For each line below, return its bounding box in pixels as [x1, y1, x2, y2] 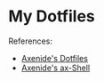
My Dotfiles [8, 6, 95, 27]
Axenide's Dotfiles [20, 53, 88, 63]
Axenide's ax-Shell [20, 62, 91, 73]
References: [8, 36, 52, 46]
